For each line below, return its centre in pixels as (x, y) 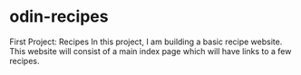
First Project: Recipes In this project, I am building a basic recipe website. (146, 42)
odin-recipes (59, 17)
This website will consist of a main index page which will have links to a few (150, 51)
